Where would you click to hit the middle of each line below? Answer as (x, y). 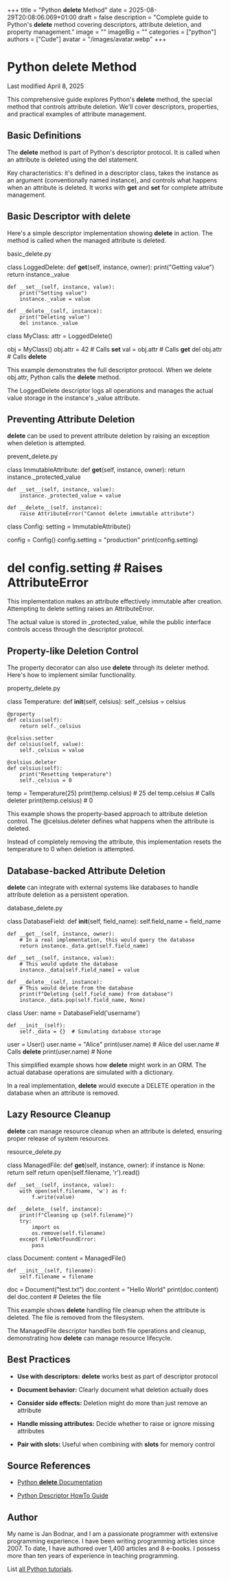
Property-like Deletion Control (73, 651)
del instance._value (49, 323)
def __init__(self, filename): (52, 1270)
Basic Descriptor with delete (69, 216)
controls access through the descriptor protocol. (76, 630)
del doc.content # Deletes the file (54, 1296)
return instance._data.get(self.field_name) (84, 946)
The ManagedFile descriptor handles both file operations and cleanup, (107, 1330)
